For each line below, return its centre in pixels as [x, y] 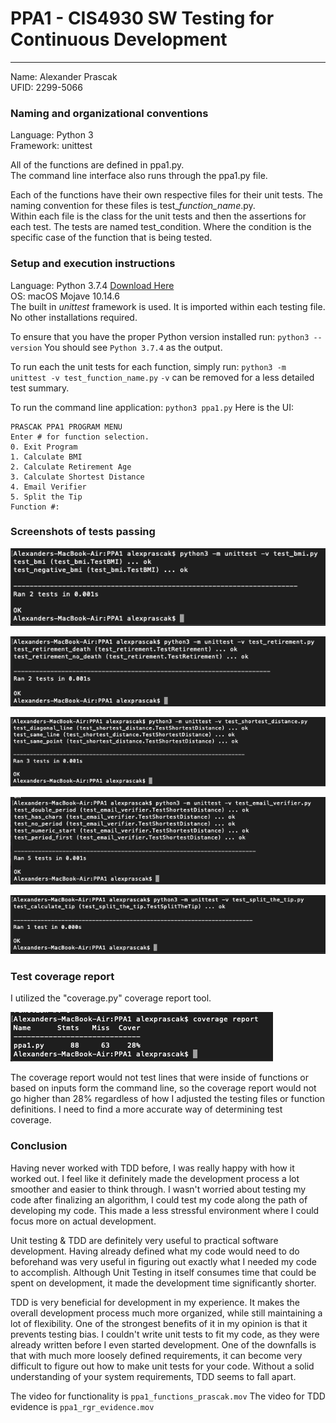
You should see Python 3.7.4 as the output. [133, 347]
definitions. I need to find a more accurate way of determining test [146, 1109]
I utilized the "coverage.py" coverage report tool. [111, 998]
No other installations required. [74, 317]
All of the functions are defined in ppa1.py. [97, 165]
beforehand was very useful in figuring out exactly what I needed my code [163, 1261]
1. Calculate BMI [46, 457]
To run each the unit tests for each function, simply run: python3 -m [148, 366]
